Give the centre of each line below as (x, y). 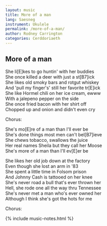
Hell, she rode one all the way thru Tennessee (53, 188)
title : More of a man (28, 15)
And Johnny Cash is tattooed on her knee (49, 177)
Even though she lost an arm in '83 (42, 166)
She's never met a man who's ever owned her (53, 193)
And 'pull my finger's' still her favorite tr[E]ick (53, 88)
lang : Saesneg (20, 19)
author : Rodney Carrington (34, 34)
